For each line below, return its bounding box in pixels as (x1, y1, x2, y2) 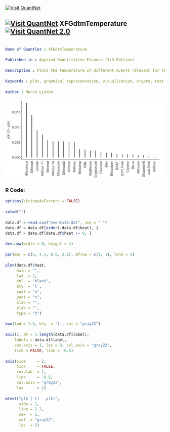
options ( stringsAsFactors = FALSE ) (5, 199, 80, 204)
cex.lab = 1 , (16, 369, 47, 374)
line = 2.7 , (18, 407, 44, 412)
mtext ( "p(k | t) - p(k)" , (5, 396, 60, 401)
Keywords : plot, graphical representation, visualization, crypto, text (5, 78, 164, 83)
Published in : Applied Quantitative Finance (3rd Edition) (5, 57, 135, 63)
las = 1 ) (16, 385, 47, 391)
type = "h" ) (16, 311, 42, 316)
